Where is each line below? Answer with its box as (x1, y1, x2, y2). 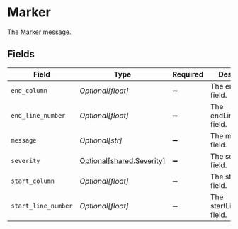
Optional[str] (79, 135, 123, 145)
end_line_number (11, 111, 66, 119)
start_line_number (11, 201, 73, 210)
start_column (11, 177, 55, 185)
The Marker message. (7, 28, 72, 36)
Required (172, 69, 204, 79)
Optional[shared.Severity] (79, 155, 166, 165)
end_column (11, 86, 47, 94)
